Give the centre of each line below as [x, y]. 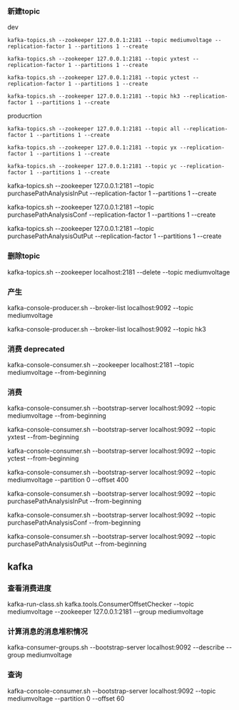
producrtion [25, 116]
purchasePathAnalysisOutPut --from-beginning [77, 544]
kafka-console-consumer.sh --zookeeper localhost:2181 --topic [101, 365]
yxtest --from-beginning [43, 437]
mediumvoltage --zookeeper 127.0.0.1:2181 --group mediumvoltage [106, 612]
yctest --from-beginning [43, 458]
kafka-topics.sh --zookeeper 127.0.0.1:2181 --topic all [94, 129]
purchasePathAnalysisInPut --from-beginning [74, 501]
